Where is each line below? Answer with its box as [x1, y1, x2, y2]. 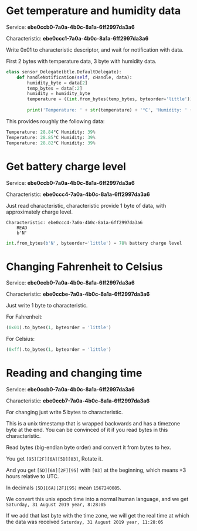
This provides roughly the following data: [6, 117, 105, 124]
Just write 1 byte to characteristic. [6, 302, 88, 309]
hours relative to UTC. [6, 473, 59, 479]
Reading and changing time [6, 367, 142, 380]
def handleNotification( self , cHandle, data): [16, 75, 133, 80]
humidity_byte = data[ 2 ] [27, 80, 88, 86]
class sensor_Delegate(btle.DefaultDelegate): [6, 69, 122, 75]
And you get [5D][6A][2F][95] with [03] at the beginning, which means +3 [6, 466, 186, 473]
